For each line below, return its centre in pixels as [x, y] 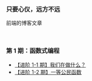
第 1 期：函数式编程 [33, 51]
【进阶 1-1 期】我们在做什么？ [50, 65]
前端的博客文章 [24, 23]
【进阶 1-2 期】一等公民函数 [48, 72]
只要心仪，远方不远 [33, 9]
